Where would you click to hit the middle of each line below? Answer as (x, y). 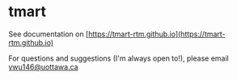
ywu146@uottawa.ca (43, 66)
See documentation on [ (49, 34)
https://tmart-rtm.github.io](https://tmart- (157, 34)
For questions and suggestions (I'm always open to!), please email (118, 58)
